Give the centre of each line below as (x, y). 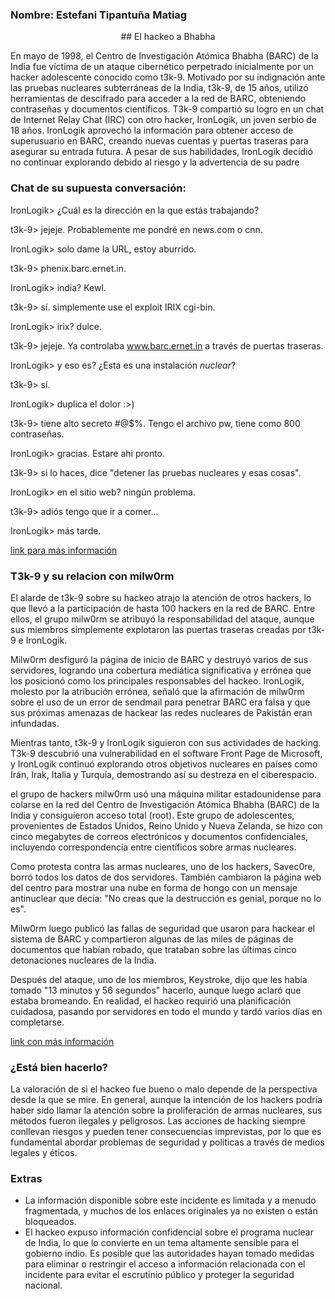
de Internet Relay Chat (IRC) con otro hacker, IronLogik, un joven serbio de (164, 120)
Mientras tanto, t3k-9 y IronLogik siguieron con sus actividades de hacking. (166, 742)
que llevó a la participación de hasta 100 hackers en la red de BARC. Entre (163, 608)
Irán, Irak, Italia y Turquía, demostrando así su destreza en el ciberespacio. (163, 774)
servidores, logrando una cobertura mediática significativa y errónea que (161, 670)
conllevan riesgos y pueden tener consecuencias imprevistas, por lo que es (166, 1132)
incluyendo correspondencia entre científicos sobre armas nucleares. (153, 847)
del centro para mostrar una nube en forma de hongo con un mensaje (154, 887)
